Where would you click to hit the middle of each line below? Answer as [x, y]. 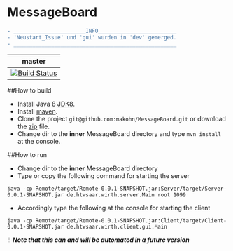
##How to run [27, 154]
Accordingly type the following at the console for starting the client [114, 208]
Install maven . [37, 111]
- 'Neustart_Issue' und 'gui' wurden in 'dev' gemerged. [92, 37]
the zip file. [34, 126]
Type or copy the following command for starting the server [104, 175]
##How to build [29, 90]
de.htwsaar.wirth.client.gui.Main [117, 226]
